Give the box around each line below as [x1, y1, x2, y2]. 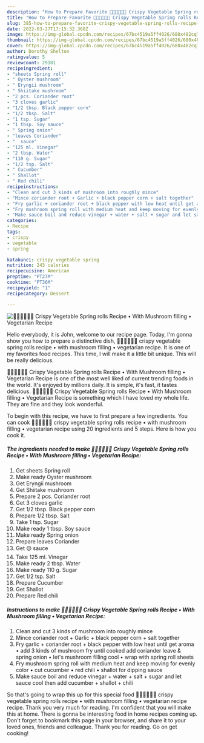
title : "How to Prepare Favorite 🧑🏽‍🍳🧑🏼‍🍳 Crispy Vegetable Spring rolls [7, 15, 191, 21]
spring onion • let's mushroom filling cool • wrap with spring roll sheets [15, 653, 194, 661]
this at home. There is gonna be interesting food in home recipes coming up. [7, 710, 198, 718]
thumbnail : [7, 37, 35, 43]
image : [7, 32, 24, 38]
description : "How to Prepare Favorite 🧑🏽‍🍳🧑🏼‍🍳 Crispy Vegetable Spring [7, 8, 191, 15]
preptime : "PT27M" [7, 274, 53, 280]
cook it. [7, 431, 26, 439]
